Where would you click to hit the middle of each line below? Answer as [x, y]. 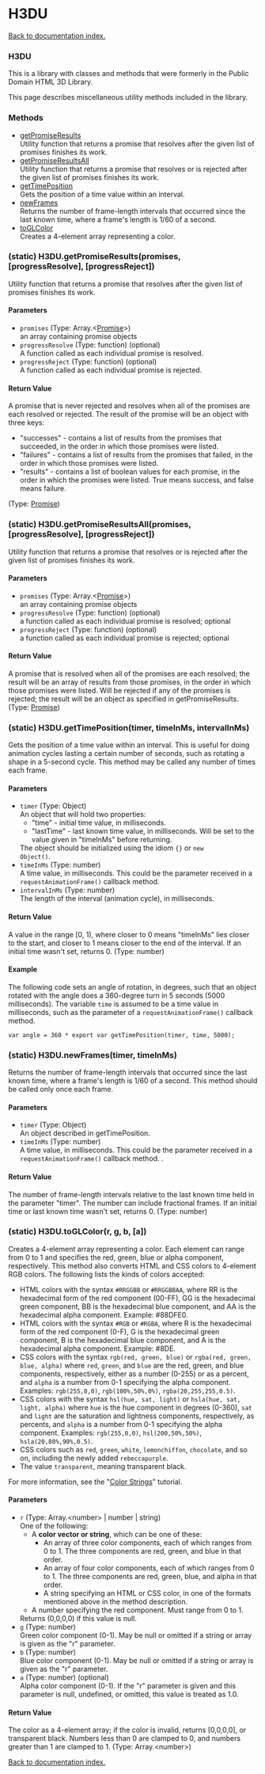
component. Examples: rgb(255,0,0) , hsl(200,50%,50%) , [110, 1433]
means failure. [43, 489]
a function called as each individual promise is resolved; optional [125, 621]
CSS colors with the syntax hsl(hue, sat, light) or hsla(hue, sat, [130, 1398]
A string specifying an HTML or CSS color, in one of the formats [147, 1593]
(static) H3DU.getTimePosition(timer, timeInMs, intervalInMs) [129, 727]
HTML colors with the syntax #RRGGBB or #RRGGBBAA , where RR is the [129, 1289]
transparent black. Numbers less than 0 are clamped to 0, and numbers [125, 1738]
